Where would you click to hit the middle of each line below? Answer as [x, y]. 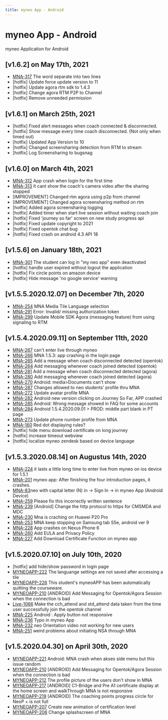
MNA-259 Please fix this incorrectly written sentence [67, 501]
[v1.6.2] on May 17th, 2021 [47, 64]
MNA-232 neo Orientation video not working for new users [73, 625]
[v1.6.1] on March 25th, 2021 [50, 114]
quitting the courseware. [38, 588]
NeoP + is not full [30, 701]
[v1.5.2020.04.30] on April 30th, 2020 [67, 647]
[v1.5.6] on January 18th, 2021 [53, 250]
